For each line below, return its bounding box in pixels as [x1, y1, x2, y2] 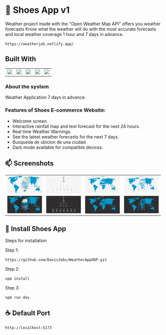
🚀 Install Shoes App [5, 224, 66, 233]
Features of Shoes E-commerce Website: [5, 107, 106, 114]
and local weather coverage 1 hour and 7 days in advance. [5, 31, 124, 37]
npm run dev [5, 295, 30, 300]
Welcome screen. [12, 118, 48, 124]
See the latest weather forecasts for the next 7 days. [12, 133, 120, 140]
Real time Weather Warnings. [12, 128, 72, 134]
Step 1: [5, 247, 19, 253]
